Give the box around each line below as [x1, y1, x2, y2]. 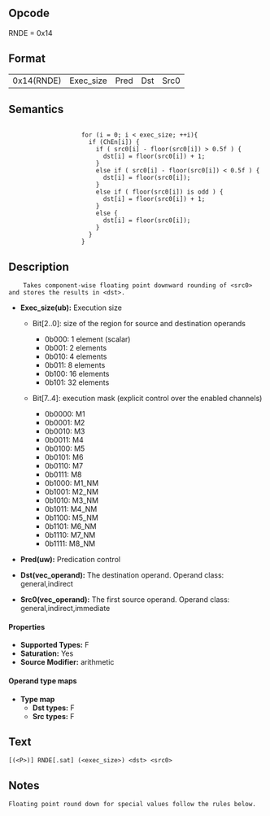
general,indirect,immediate [20, 604, 111, 613]
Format [8, 52, 46, 66]
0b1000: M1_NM [44, 478, 99, 488]
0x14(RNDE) [12, 75, 62, 86]
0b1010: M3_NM [44, 495, 99, 505]
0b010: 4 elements [44, 351, 107, 361]
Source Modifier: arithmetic [20, 657, 115, 667]
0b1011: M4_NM [44, 504, 98, 514]
